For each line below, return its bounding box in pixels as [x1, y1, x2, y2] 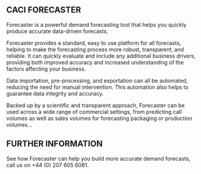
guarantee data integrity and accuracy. [6, 89, 104, 97]
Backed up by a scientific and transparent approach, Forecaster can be [6, 102, 185, 109]
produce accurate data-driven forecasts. [6, 27, 108, 35]
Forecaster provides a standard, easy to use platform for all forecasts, [6, 39, 182, 46]
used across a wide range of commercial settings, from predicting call [6, 108, 182, 115]
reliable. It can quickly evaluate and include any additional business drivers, [6, 52, 196, 60]
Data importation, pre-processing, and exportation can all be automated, [6, 77, 188, 84]
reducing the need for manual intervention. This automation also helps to [6, 83, 189, 91]
